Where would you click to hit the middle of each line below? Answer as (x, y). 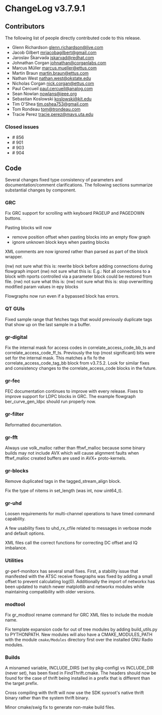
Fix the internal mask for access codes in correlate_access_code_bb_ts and (80, 348)
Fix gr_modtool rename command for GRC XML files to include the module (79, 615)
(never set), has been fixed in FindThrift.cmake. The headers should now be (81, 673)
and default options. (25, 533)
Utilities (14, 560)
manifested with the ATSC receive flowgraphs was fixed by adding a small (79, 576)
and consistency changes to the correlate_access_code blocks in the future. (81, 368)
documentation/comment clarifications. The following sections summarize (79, 185)
